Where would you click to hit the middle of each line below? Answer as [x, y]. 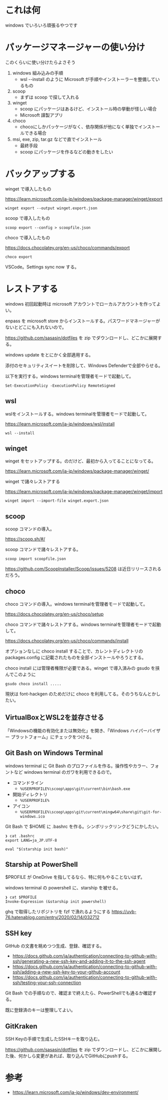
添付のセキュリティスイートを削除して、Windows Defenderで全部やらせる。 [84, 365]
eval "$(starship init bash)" [37, 849]
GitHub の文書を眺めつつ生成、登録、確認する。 [55, 946]
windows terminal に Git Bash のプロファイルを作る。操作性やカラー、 [78, 766]
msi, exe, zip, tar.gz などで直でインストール [57, 139]
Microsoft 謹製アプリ [42, 115]
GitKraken [21, 1026]
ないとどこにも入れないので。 [36, 327]
